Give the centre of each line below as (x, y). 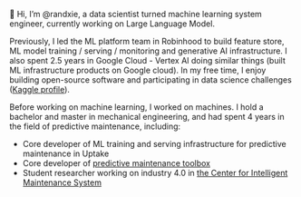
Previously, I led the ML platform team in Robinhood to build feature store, (147, 41)
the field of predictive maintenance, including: (95, 126)
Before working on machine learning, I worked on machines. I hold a (137, 107)
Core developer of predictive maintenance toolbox (117, 163)
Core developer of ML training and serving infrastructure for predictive (155, 144)
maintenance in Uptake (66, 153)
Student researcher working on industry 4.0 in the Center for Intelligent (155, 173)
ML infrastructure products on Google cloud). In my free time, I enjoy (138, 70)
